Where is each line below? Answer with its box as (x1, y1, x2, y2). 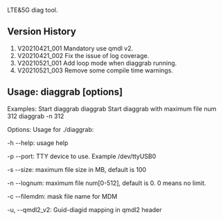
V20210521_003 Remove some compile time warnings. (17, 66, 173, 75)
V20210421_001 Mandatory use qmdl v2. (17, 44, 134, 52)
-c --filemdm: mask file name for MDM (7, 192, 118, 200)
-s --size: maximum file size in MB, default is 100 (7, 165, 147, 173)
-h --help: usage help (7, 138, 69, 147)
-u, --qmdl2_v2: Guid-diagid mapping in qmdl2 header (7, 205, 162, 213)
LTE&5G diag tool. (7, 6, 58, 14)
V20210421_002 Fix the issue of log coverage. (17, 51, 150, 59)
